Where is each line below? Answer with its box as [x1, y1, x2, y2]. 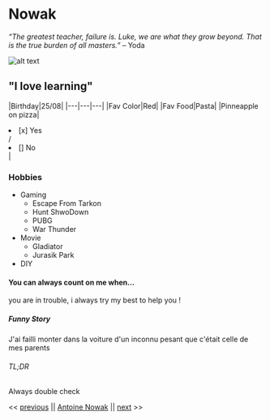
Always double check [8, 387, 80, 396]
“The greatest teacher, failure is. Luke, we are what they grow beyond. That [8, 32, 262, 41]
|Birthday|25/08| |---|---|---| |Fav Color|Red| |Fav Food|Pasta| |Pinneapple [8, 101, 259, 110]
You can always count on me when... [8, 277, 135, 287]
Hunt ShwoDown [32, 208, 89, 217]
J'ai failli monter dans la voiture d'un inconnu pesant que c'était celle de [8, 334, 249, 345]
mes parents [8, 343, 50, 353]
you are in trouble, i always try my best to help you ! [8, 295, 181, 305]
